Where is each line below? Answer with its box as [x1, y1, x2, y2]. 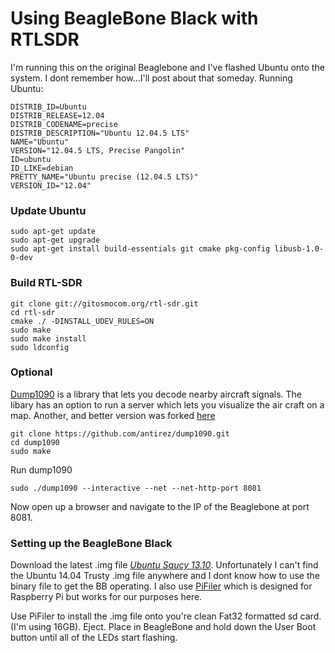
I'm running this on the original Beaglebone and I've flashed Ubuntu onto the [10, 61, 325, 73]
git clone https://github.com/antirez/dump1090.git [10, 428, 230, 439]
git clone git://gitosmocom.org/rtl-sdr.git [10, 298, 199, 309]
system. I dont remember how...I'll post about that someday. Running [10, 72, 293, 84]
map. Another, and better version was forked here [10, 409, 216, 421]
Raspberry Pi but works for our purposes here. [10, 591, 203, 603]
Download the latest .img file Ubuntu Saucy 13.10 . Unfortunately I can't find [10, 559, 319, 571]
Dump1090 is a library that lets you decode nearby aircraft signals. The [10, 388, 302, 400]
